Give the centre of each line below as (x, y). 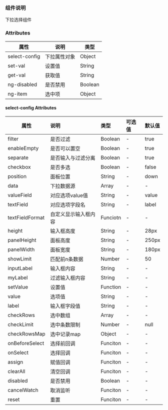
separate (18, 157)
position (17, 176)
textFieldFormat (26, 217)
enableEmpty (23, 148)
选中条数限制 (65, 324)
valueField (20, 195)
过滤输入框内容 (68, 277)
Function (111, 287)
